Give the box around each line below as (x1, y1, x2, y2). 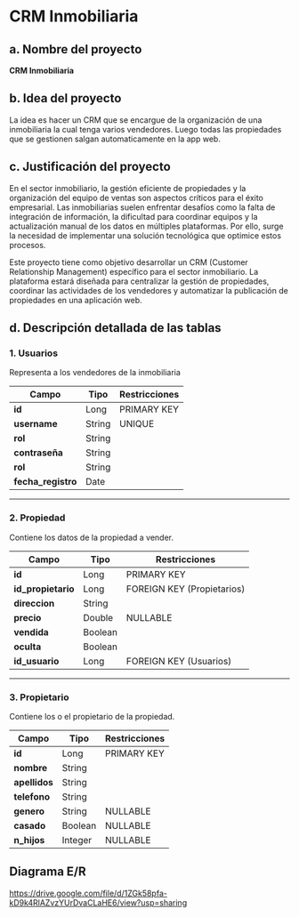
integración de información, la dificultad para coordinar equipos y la (9, 211, 258, 221)
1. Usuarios (9, 347, 59, 359)
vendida (13, 625, 49, 638)
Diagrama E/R (9, 865, 86, 880)
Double (83, 611, 114, 623)
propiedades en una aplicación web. (9, 294, 142, 305)
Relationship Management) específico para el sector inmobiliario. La (9, 266, 259, 277)
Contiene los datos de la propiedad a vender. (9, 532, 174, 543)
